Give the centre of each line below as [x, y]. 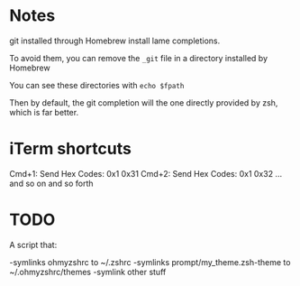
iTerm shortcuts [71, 149]
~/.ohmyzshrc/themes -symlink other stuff [88, 272]
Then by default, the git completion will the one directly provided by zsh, [144, 102]
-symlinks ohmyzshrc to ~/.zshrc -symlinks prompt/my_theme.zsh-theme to [150, 262]
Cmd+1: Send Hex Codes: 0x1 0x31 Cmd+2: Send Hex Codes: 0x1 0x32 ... [145, 173]
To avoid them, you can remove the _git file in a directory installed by [139, 58]
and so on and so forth [51, 183]
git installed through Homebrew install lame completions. [115, 41]
